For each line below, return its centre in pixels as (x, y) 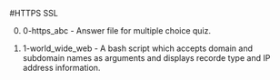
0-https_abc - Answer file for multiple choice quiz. (117, 30)
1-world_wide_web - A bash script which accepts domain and (137, 48)
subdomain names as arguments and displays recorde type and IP (146, 58)
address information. (61, 68)
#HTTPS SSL (34, 13)
